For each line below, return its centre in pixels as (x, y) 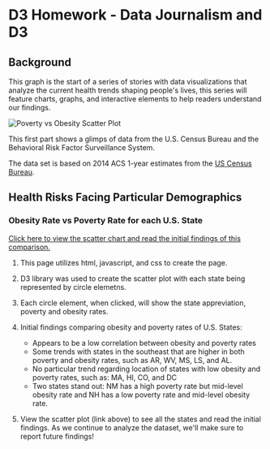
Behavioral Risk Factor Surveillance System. (82, 147)
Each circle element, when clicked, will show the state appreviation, (133, 303)
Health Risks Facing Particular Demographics (125, 198)
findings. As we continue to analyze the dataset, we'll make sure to (132, 427)
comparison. (30, 247)
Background (40, 62)
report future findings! (57, 436)
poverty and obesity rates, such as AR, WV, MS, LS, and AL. (132, 360)
